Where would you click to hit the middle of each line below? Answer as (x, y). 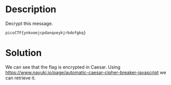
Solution (24, 53)
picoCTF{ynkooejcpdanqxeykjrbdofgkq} (46, 33)
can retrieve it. (21, 78)
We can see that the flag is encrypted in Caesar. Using (63, 67)
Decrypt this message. (29, 23)
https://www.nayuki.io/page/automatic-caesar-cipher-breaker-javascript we (86, 72)
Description (31, 9)
